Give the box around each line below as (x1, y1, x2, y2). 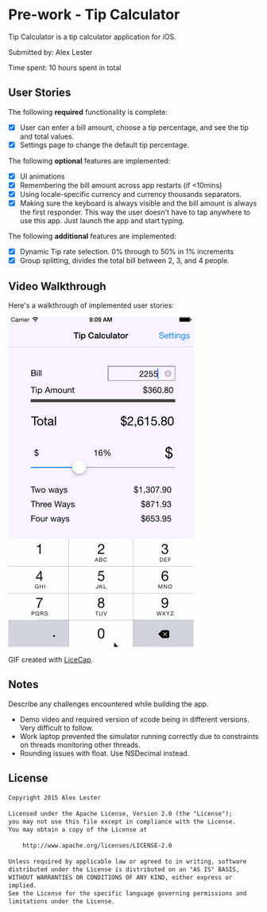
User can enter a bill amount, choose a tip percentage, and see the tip (19, 122, 249, 132)
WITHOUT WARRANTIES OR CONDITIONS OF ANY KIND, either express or (8, 873, 233, 882)
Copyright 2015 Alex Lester (8, 793, 102, 802)
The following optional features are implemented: (8, 155, 171, 165)
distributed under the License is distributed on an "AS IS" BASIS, (8, 865, 240, 874)
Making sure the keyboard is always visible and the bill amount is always (19, 199, 257, 208)
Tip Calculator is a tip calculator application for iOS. (8, 32, 176, 41)
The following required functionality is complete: (8, 107, 168, 116)
